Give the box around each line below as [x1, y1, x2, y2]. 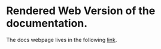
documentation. [6, 17, 88, 30]
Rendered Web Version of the [6, 4, 156, 18]
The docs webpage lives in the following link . [6, 36, 117, 43]
